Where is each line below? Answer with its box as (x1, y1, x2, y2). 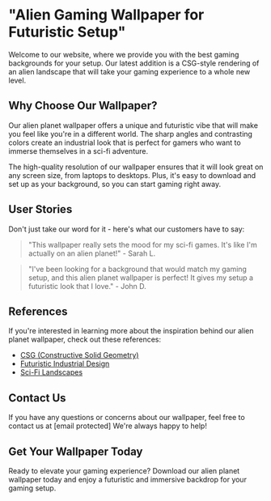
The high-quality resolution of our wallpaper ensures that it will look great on (8, 162, 264, 172)
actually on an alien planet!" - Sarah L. (28, 248, 156, 258)
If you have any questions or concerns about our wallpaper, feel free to (8, 413, 245, 422)
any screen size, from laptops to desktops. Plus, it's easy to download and (8, 170, 256, 180)
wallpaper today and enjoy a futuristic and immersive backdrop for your (8, 475, 247, 484)
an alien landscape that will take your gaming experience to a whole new (8, 66, 251, 76)
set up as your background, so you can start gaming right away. (8, 179, 221, 189)
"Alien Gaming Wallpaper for (8, 6, 205, 24)
